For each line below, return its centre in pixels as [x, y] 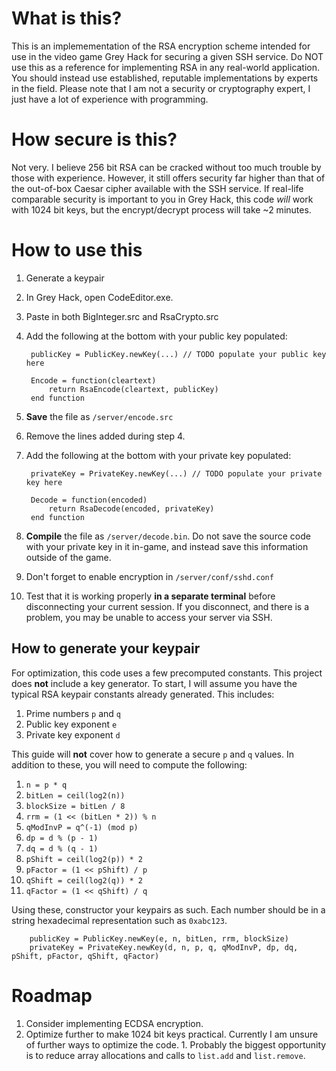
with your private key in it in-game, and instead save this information [167, 546]
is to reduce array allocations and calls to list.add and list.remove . [165, 1055]
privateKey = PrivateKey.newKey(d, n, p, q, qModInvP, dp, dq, [164, 947]
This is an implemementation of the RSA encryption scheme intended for [161, 46]
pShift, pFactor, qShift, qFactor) [85, 956]
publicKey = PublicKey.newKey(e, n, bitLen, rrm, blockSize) [159, 938]
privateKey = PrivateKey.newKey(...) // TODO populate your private [176, 473]
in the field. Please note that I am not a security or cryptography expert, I [161, 88]
